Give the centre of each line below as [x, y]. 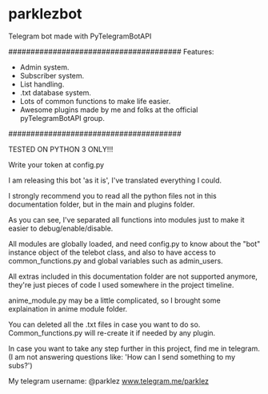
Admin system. [44, 67]
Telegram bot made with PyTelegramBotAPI [80, 36]
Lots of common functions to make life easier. [95, 101]
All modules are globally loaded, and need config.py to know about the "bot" [134, 243]
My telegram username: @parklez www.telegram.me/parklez [109, 380]
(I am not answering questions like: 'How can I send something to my [122, 356]
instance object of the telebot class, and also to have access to [112, 252]
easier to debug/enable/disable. [61, 228]
